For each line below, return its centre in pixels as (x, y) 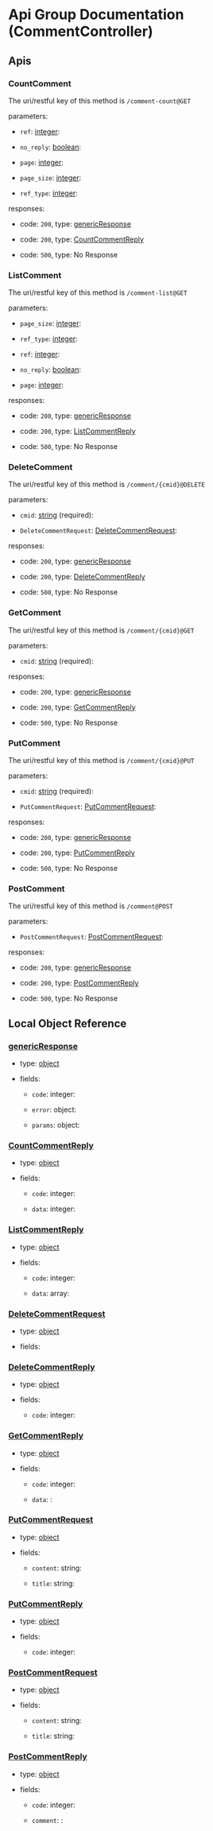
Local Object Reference (68, 1023)
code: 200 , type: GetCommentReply (78, 707)
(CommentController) (81, 31)
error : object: (54, 1109)
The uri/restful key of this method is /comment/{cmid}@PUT (101, 761)
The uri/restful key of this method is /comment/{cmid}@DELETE (106, 484)
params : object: (56, 1125)
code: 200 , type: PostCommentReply (79, 983)
